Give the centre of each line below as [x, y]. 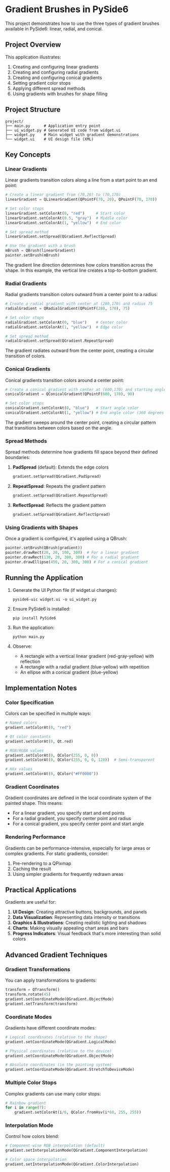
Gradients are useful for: [31, 902]
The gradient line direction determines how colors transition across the [79, 265]
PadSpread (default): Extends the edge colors [60, 467]
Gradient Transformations [38, 969]
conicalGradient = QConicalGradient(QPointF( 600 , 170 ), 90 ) [70, 394]
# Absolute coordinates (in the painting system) [59, 1065]
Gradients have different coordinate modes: [51, 1027]
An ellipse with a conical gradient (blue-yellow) [69, 672]
